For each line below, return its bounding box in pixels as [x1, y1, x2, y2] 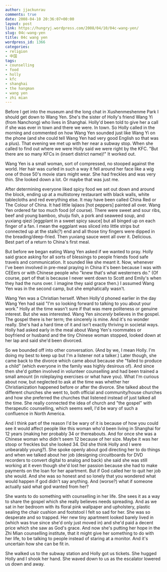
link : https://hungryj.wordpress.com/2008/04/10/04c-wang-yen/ [5, 26, 139, 31]
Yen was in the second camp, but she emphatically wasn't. [5, 286, 126, 291]
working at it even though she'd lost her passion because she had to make [5, 463, 158, 469]
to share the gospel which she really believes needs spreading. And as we [5, 498, 157, 505]
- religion [5, 49, 28, 54]
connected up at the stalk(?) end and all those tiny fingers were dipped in [5, 228, 155, 234]
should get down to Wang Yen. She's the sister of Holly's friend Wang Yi [5, 114, 153, 120]
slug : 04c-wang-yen [5, 30, 46, 35]
